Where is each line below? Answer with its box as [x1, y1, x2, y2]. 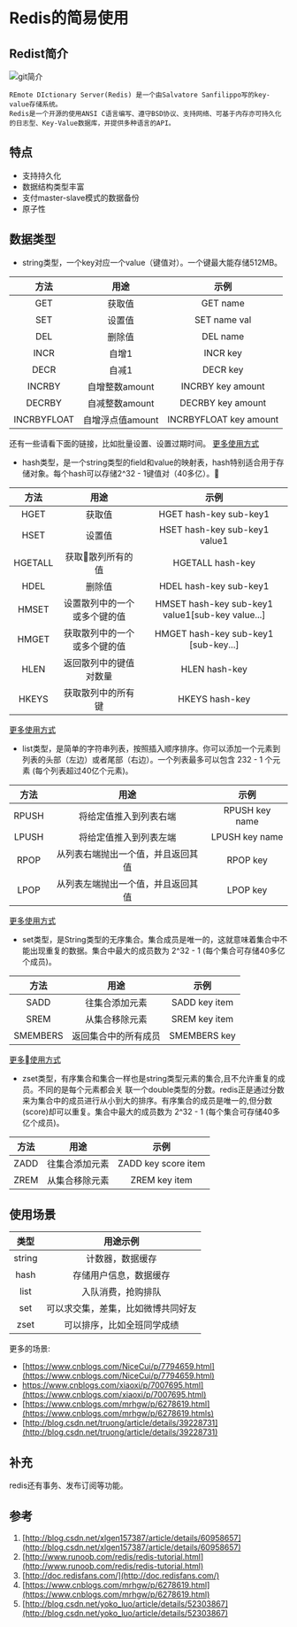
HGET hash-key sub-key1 [158, 507, 270, 520]
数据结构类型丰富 [21, 181, 85, 191]
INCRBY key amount [180, 380, 265, 392]
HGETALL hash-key [172, 556, 256, 569]
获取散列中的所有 [63, 686, 135, 699]
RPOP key [226, 854, 268, 866]
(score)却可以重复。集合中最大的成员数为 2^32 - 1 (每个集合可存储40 [21, 1106, 273, 1117]
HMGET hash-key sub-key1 [154, 627, 274, 639]
